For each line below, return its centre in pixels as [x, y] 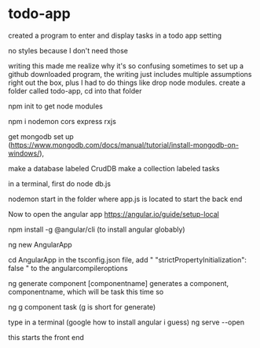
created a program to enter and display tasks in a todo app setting [115, 35]
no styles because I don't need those [68, 50]
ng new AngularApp [40, 244]
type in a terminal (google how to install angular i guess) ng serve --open [126, 322]
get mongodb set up [41, 136]
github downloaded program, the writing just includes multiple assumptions [130, 74]
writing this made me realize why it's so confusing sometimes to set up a [126, 66]
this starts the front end [46, 337]
